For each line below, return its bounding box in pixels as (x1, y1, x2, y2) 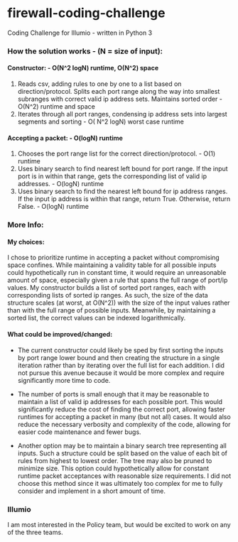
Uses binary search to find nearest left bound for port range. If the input (17, 165, 229, 173)
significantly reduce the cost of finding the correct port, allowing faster (17, 405, 226, 413)
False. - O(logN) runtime (17, 202, 89, 211)
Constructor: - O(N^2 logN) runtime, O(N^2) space (7, 64, 159, 72)
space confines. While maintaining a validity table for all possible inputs (7, 261, 217, 269)
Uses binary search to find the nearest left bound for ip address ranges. (17, 187, 228, 196)
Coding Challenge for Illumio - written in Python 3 (7, 28, 153, 37)
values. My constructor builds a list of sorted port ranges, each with (7, 283, 206, 292)
